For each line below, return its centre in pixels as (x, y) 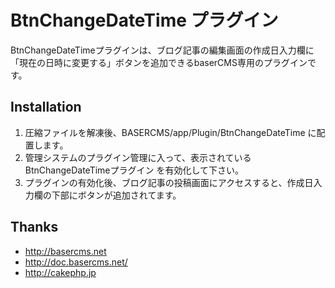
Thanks (34, 227)
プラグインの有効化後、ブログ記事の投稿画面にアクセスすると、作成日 (169, 182)
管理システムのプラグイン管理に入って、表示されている (138, 157)
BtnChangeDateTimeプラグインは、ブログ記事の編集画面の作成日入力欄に (162, 50)
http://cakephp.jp (60, 272)
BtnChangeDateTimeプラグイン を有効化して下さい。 (134, 170)
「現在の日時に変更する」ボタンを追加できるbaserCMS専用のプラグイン (159, 62)
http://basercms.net (65, 251)
